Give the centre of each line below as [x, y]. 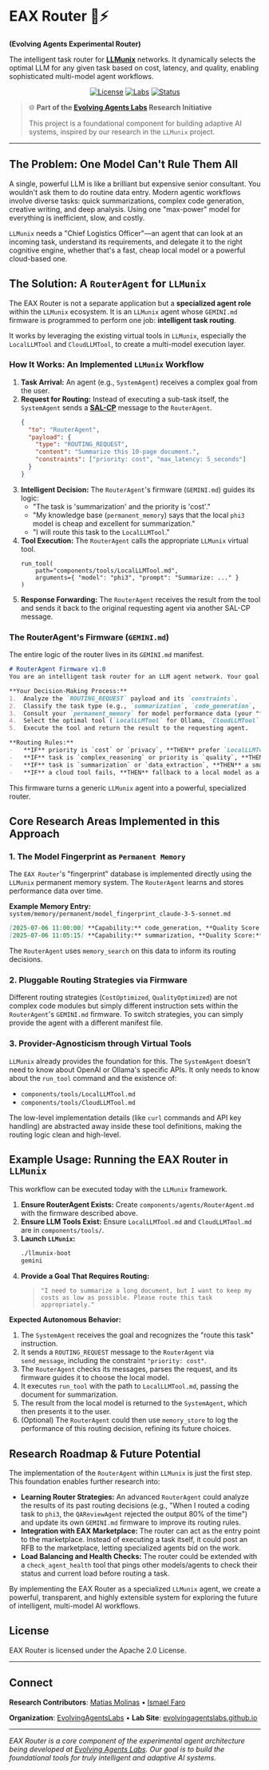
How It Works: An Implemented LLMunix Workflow [107, 365]
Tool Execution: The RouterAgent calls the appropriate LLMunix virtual [134, 540]
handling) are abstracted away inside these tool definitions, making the [126, 1126]
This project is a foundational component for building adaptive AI [135, 123]
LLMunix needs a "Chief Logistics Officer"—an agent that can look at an [126, 233]
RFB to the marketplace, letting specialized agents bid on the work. [131, 1548]
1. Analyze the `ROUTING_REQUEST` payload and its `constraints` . [124, 698]
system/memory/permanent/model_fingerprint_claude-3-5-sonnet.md [120, 914]
